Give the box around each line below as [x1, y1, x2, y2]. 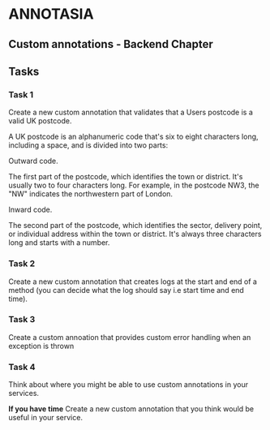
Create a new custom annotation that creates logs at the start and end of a [8, 277, 258, 286]
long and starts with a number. [8, 238, 110, 247]
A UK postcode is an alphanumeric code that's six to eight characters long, [8, 131, 259, 142]
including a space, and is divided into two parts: [8, 140, 169, 150]
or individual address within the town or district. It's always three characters [8, 229, 262, 239]
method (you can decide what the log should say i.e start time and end [8, 285, 245, 295]
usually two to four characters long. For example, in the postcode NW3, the [8, 180, 259, 191]
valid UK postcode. [8, 116, 72, 126]
